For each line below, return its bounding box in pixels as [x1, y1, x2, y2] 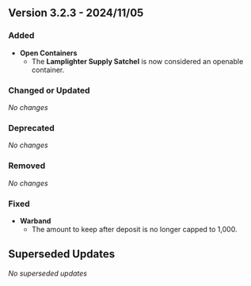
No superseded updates [8, 269, 88, 278]
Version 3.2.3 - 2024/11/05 [8, 6, 144, 20]
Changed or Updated [8, 85, 90, 96]
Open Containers [19, 48, 78, 58]
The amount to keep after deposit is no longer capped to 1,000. [31, 224, 238, 234]
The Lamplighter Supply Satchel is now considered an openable [31, 56, 244, 66]
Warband [19, 215, 51, 225]
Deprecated [8, 122, 55, 133]
